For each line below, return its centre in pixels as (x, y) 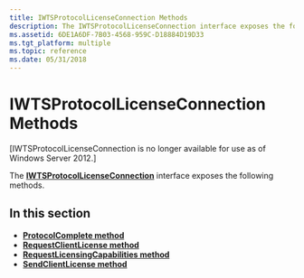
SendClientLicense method (75, 264)
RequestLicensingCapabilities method (96, 255)
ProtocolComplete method (73, 235)
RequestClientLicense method (81, 245)
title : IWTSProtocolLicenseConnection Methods (99, 18)
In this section (50, 213)
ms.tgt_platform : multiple (60, 43)
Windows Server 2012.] (53, 158)
